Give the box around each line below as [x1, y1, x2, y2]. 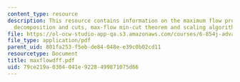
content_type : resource [7, 10, 79, 18]
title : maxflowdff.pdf [7, 57, 75, 64]
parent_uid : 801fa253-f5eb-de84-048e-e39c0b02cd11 [7, 43, 161, 51]
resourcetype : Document [7, 51, 79, 58]
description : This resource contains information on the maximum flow [7, 17, 222, 24]
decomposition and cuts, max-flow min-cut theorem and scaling [14, 24, 206, 31]
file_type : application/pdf [7, 37, 91, 44]
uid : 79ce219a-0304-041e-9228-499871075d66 [7, 63, 139, 71]
